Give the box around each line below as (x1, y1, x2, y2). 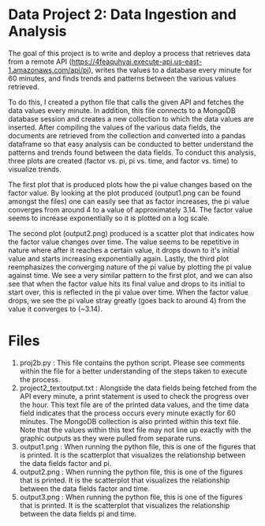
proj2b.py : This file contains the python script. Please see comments (19, 358, 245, 367)
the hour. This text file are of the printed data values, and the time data (19, 400, 249, 409)
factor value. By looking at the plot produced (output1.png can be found (8, 188, 241, 197)
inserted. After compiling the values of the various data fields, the (8, 122, 221, 132)
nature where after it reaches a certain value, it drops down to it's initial (8, 245, 240, 254)
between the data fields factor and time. (19, 483, 150, 493)
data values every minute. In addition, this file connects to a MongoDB (8, 105, 237, 115)
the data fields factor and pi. (19, 458, 112, 468)
